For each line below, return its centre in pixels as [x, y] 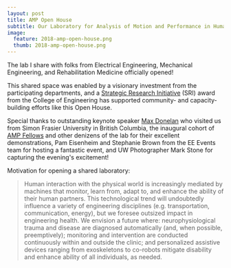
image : [16, 33]
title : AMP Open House [40, 20]
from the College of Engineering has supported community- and [98, 100]
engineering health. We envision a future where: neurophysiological [120, 220]
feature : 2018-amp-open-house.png [63, 39]
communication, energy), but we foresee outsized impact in [108, 213]
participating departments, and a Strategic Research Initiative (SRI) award [111, 93]
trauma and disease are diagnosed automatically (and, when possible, [123, 228]
